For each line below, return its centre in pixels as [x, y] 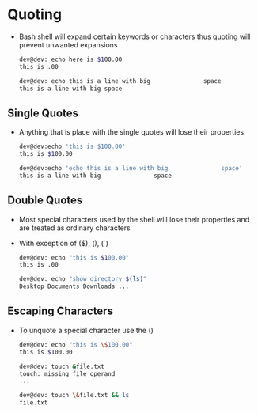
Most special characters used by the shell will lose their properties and [134, 219]
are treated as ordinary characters [75, 228]
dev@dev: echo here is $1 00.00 [70, 59]
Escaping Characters [61, 311]
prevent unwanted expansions [68, 44]
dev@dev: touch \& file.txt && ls [74, 396]
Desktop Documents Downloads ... [74, 286]
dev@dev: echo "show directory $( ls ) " [83, 279]
